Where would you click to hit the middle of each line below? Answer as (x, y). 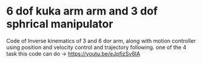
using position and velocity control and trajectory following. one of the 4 (96, 47)
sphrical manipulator (60, 24)
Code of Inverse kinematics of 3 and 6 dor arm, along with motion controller (101, 41)
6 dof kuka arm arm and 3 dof (82, 11)
